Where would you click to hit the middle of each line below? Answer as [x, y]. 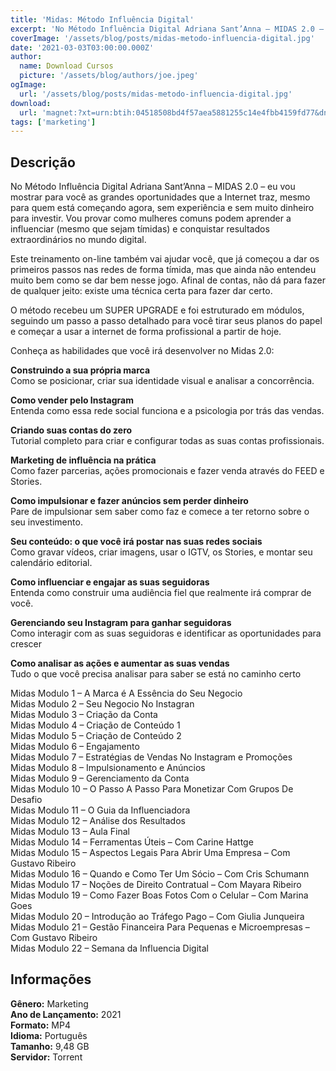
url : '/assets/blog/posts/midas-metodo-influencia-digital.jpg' [156, 94]
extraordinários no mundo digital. [78, 240]
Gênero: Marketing [49, 1003]
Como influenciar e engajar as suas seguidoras [110, 582]
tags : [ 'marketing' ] [53, 122]
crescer [26, 644]
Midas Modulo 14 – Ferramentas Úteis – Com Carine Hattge [132, 842]
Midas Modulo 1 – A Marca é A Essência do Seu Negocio [126, 693]
